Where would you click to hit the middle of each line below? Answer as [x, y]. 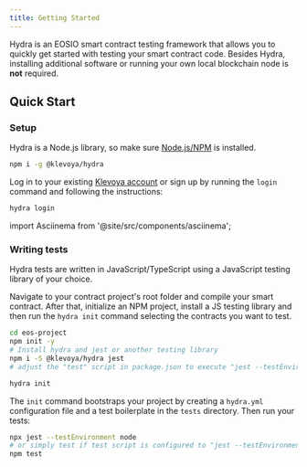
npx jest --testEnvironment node [73, 437]
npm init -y [32, 342]
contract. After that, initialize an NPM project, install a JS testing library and [151, 306]
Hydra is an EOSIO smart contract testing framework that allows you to [143, 44]
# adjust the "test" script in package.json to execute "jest [130, 366]
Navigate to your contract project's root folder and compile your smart [142, 297]
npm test [26, 454]
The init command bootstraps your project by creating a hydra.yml [137, 401]
